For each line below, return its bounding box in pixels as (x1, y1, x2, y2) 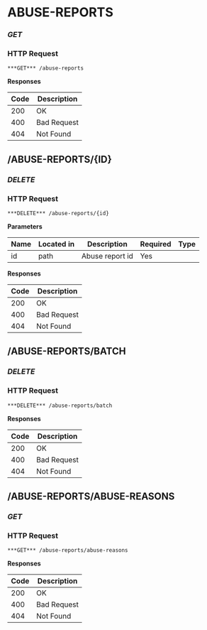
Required (140, 239, 172, 249)
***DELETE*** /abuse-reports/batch (7, 402, 113, 409)
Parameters (7, 222, 43, 231)
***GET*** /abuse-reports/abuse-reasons (7, 547, 129, 554)
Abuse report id (81, 251, 133, 261)
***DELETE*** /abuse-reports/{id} (7, 210, 110, 217)
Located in (38, 239, 75, 249)
